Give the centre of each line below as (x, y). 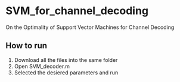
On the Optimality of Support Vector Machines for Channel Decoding (90, 27)
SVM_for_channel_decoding (77, 11)
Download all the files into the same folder (66, 60)
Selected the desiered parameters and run (66, 73)
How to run (27, 46)
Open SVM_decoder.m (42, 66)
